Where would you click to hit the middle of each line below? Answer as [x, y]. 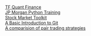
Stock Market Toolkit [26, 18]
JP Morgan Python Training [33, 12]
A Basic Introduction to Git [31, 23]
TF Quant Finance [23, 7]
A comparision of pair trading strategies [45, 28]
